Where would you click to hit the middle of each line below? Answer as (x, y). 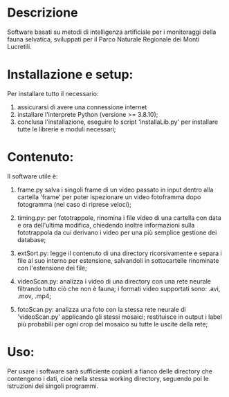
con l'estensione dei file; (52, 268)
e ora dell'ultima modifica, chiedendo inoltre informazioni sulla (106, 225)
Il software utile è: (33, 176)
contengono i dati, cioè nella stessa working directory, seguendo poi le (108, 378)
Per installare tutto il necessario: (53, 93)
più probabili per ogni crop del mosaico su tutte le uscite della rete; (112, 324)
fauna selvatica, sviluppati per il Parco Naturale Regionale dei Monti (103, 39)
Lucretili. (20, 46)
